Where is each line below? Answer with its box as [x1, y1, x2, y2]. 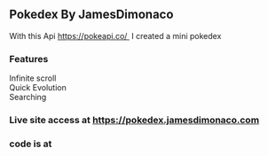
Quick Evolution [9, 82, 67, 93]
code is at [9, 137, 52, 150]
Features [9, 52, 49, 65]
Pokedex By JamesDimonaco [9, 7, 174, 22]
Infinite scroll [9, 73, 57, 83]
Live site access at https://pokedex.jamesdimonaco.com [9, 114, 260, 127]
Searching [9, 92, 47, 103]
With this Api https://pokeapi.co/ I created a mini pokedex [9, 30, 222, 41]
